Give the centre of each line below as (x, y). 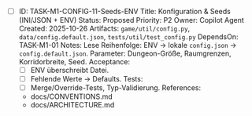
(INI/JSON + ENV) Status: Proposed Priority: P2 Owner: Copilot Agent (132, 20)
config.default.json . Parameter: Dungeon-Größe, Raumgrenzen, (125, 53)
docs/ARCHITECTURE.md (72, 105)
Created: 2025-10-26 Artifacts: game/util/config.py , (104, 29)
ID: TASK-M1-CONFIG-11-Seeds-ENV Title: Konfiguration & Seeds (125, 11)
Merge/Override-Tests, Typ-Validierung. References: (116, 88)
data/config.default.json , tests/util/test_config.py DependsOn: (128, 37)
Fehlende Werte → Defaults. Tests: (87, 79)
